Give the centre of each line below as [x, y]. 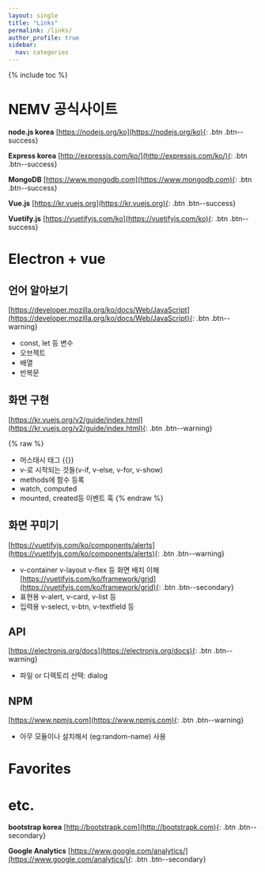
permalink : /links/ [40, 30]
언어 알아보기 [38, 290]
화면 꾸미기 [34, 525]
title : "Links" [33, 23]
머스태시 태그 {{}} [47, 460]
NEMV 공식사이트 [63, 110]
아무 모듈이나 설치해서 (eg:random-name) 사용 [93, 736]
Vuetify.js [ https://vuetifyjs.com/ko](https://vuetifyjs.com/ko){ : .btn [118, 218]
